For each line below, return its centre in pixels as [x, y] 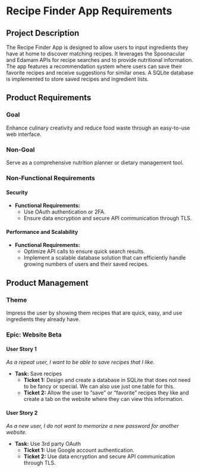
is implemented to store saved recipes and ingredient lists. [78, 79]
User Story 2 [22, 412]
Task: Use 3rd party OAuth [48, 444]
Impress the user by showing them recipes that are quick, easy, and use [94, 313]
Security [17, 192]
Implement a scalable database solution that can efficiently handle [105, 258]
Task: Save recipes [38, 374]
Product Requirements [49, 98]
